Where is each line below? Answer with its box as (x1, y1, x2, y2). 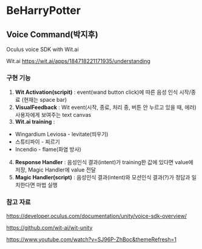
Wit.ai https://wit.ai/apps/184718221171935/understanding (6, 58, 150, 64)
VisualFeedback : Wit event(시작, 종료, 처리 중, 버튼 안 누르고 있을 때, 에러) (15, 104, 197, 111)
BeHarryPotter (6, 4, 81, 18)
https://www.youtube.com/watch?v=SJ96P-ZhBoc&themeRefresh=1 (6, 236, 177, 243)
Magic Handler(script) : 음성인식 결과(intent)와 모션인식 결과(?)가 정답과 (15, 174, 190, 181)
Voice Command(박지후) (6, 29, 98, 39)
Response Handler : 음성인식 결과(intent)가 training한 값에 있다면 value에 (15, 159, 194, 166)
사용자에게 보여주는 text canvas (15, 111, 92, 119)
